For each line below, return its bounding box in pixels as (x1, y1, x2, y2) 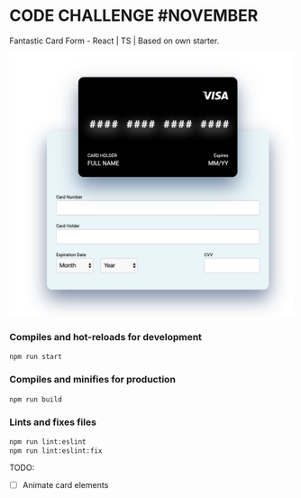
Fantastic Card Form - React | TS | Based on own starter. (9, 35, 220, 46)
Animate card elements (22, 479, 109, 490)
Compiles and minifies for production (9, 373, 176, 386)
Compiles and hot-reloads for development (9, 330, 203, 343)
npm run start (9, 353, 63, 362)
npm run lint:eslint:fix (9, 446, 103, 456)
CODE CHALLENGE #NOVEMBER (9, 5, 259, 26)
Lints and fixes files (9, 416, 97, 429)
